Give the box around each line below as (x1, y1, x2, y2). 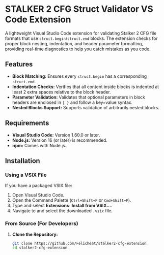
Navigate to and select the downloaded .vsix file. (12, 208, 113, 214)
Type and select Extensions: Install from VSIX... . (12, 203, 112, 209)
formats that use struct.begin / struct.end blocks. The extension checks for (5, 35, 158, 41)
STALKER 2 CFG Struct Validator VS (5, 3, 154, 15)
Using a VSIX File (5, 171, 47, 178)
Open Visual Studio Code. (12, 192, 65, 198)
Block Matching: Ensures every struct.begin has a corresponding (12, 73, 147, 79)
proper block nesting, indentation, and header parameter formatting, (5, 40, 143, 46)
